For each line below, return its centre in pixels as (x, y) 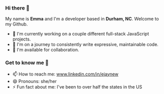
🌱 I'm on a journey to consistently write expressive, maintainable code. (86, 44)
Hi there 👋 (18, 8)
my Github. (17, 24)
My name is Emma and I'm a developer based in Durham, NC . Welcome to (82, 19)
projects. (22, 39)
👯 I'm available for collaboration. (46, 50)
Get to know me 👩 (27, 63)
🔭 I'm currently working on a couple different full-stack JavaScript (81, 34)
